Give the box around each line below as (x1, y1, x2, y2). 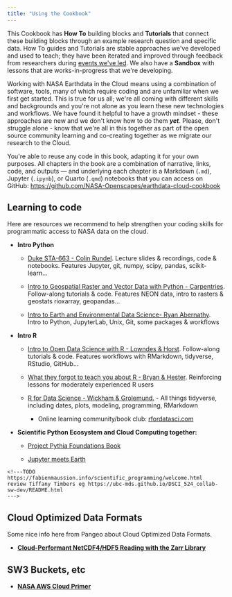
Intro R (17, 331, 37, 340)
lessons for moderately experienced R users (27, 380, 154, 389)
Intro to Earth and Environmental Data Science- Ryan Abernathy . (27, 310, 211, 319)
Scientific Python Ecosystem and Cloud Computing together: (17, 428, 197, 437)
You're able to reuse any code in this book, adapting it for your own (7, 152, 199, 160)
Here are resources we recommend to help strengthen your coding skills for (7, 220, 224, 228)
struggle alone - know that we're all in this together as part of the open (7, 124, 209, 132)
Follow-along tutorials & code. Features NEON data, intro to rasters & (27, 289, 224, 298)
